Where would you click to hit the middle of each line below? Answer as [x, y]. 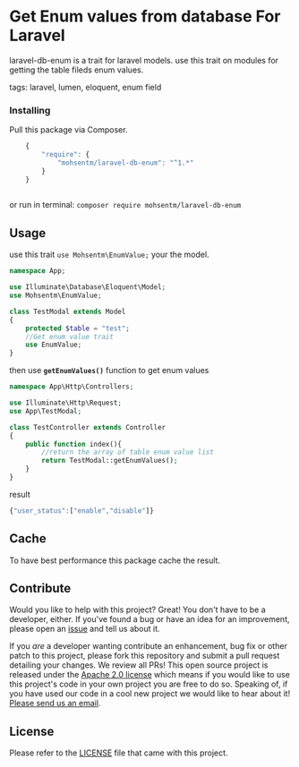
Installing [30, 110]
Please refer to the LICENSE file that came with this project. [119, 753]
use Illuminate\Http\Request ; [66, 403]
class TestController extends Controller [88, 427]
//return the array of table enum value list [128, 452]
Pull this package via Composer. [68, 130]
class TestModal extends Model [68, 311]
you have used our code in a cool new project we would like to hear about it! [150, 694]
